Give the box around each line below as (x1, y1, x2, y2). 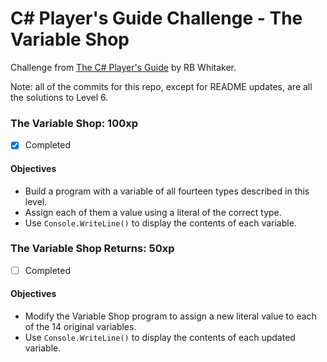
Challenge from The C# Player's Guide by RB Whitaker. (10, 61, 237, 73)
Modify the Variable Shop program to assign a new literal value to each (24, 310, 317, 322)
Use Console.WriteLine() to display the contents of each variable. (24, 217, 297, 229)
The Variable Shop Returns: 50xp (10, 242, 175, 256)
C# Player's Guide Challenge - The (10, 7, 303, 30)
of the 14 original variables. (24, 321, 137, 333)
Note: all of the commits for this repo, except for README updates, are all (10, 80, 313, 92)
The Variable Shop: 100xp (10, 116, 138, 130)
